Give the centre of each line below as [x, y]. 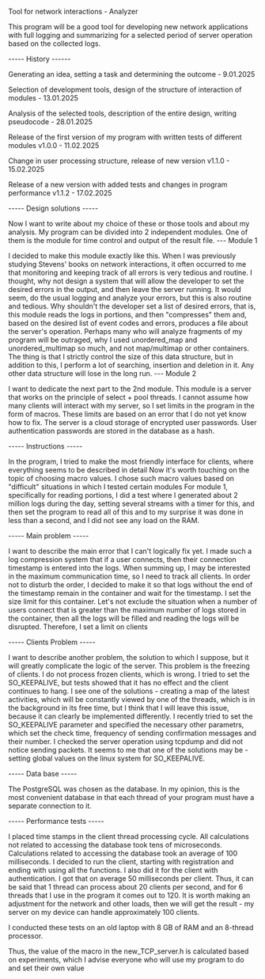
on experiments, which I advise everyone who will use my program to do [126, 960]
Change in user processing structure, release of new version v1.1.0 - [119, 161]
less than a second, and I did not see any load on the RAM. [104, 520]
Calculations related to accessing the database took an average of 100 [123, 853]
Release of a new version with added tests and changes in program [118, 184]
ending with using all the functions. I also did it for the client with [113, 870]
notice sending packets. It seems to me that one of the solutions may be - [128, 750]
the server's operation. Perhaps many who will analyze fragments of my [125, 331]
